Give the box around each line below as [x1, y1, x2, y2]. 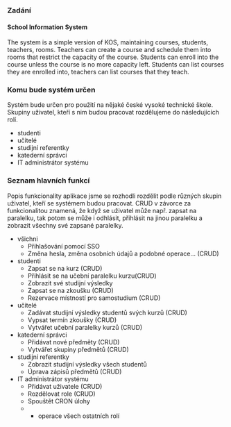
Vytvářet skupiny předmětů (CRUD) [27, 345, 130, 353]
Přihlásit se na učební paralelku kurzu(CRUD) [27, 271, 157, 280]
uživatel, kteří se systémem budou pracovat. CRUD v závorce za [7, 199, 191, 207]
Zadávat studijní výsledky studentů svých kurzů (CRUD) [27, 308, 187, 317]
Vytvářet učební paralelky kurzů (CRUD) [27, 323, 143, 331]
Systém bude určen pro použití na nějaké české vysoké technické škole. [7, 101, 214, 109]
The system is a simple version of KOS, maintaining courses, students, [7, 38, 209, 47]
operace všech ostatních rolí [37, 412, 120, 420]
